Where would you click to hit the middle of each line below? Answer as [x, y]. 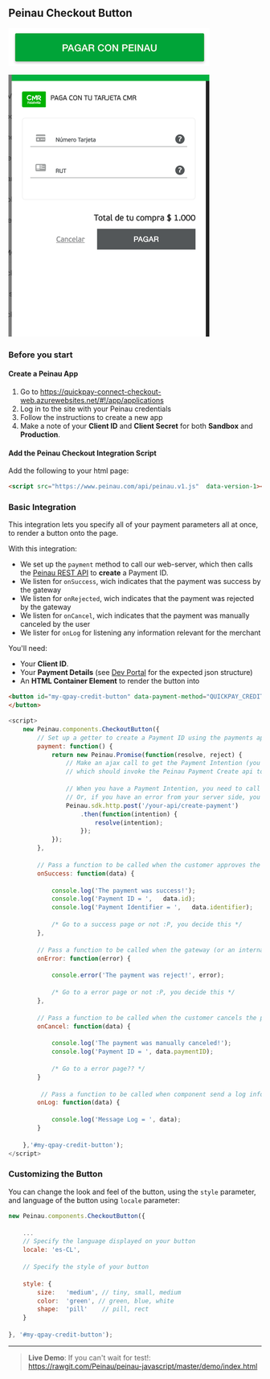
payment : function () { [75, 746]
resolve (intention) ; [129, 823]
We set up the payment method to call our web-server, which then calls [136, 564]
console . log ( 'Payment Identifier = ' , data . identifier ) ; [152, 908]
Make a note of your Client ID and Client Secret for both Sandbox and [136, 426]
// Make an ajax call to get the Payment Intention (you [163, 764]
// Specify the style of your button [86, 1267]
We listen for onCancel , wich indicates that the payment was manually [135, 615]
